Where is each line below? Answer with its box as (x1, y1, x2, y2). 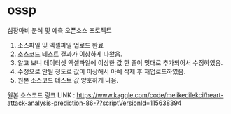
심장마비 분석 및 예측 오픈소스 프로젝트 (7, 26, 112, 34)
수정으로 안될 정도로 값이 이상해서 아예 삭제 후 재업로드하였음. (17, 67, 186, 76)
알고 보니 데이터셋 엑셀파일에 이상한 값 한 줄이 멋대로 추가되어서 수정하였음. (17, 58, 223, 66)
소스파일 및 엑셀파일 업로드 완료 (17, 41, 104, 49)
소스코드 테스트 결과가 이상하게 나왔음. (17, 50, 122, 58)
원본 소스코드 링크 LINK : (7, 90, 76, 99)
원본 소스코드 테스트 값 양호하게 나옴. (17, 76, 119, 84)
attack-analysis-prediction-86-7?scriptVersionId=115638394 (7, 99, 182, 107)
